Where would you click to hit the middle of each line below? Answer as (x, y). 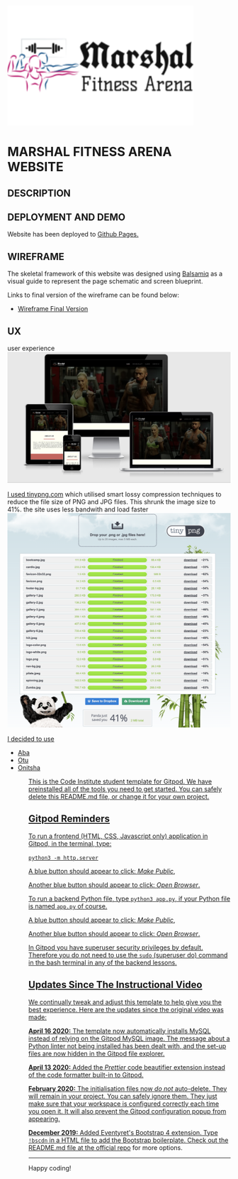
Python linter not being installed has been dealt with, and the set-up (127, 1045)
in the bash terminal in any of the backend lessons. (102, 962)
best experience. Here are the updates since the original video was (126, 1009)
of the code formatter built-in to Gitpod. (86, 1075)
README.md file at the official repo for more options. (105, 1147)
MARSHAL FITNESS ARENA (90, 152)
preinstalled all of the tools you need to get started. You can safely (125, 789)
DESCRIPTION (39, 193)
